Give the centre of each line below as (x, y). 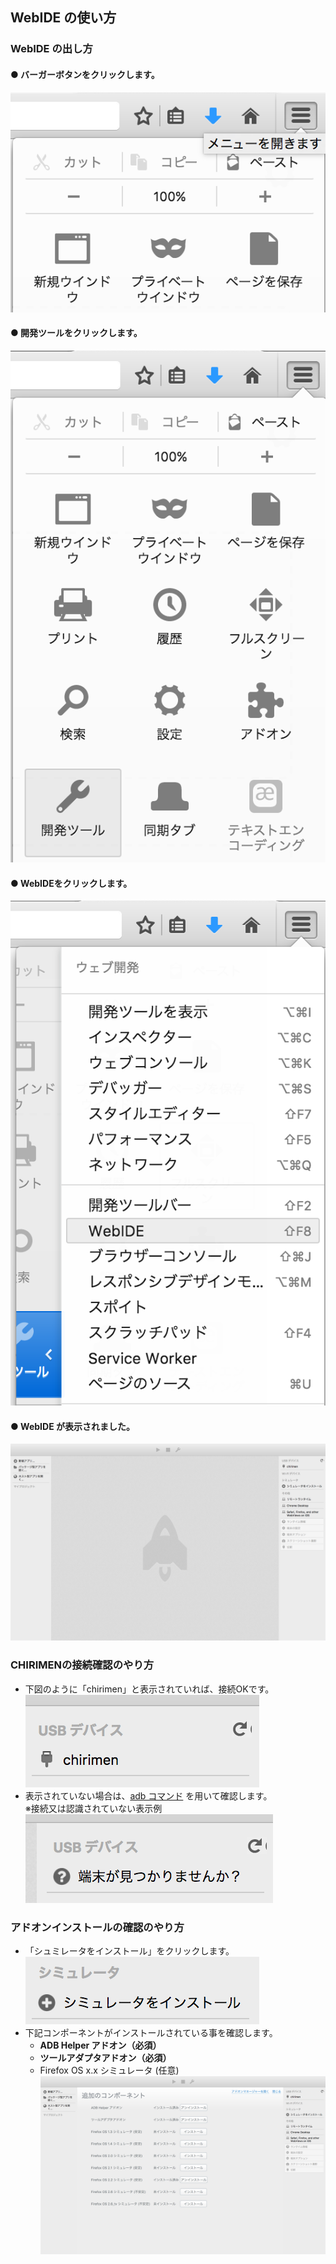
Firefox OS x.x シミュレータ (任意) (109, 2070)
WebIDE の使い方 (63, 18)
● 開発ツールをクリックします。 (76, 333)
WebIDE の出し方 (51, 49)
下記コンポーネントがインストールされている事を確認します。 (151, 2033)
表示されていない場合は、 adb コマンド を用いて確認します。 (148, 1795)
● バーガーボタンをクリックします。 (85, 74)
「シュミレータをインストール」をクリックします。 (129, 1951)
